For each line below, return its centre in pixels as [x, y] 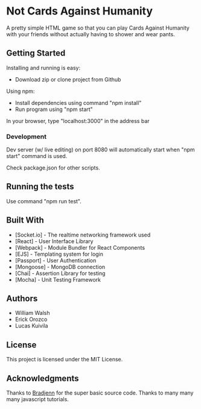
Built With [25, 220]
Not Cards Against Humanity [79, 11]
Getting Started [36, 53]
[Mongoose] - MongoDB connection [60, 267]
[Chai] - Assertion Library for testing [60, 273]
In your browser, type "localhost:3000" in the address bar [78, 121]
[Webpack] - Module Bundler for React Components [80, 247]
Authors [22, 299]
